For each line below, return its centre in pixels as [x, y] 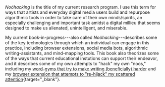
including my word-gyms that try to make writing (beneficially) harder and [81, 69]
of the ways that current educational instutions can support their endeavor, [82, 58]
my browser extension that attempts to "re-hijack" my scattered [70, 74]
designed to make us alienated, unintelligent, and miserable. [66, 28]
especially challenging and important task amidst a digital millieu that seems [83, 23]
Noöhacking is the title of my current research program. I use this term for [81, 7]
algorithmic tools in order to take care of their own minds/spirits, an [74, 17]
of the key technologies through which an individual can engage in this [77, 43]
